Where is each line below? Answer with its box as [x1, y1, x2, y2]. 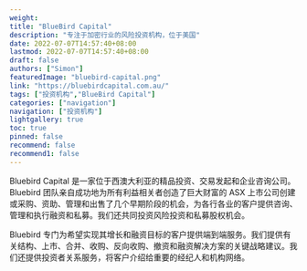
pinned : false [9, 132, 64, 141]
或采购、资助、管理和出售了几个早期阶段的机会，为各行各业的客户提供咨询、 [9, 198, 298, 209]
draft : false [9, 56, 59, 65]
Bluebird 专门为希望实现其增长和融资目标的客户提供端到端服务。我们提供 [9, 229, 283, 240]
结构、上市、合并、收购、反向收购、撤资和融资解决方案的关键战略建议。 [16, 240, 290, 251]
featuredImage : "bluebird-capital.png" [9, 73, 162, 82]
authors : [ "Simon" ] [9, 65, 84, 74]
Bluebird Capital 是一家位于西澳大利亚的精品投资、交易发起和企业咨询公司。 [9, 175, 296, 186]
